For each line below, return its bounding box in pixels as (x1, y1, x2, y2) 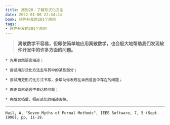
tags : (5, 21, 17, 27)
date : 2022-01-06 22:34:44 (5, 12, 62, 17)
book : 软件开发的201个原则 (5, 17, 56, 22)
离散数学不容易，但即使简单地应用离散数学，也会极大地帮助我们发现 (17, 41, 160, 47)
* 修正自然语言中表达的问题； (5, 87, 59, 92)
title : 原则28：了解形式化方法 (5, 7, 64, 13)
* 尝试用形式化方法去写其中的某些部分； (5, 68, 78, 73)
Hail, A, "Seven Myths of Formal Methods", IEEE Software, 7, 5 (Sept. (5, 110, 159, 116)
